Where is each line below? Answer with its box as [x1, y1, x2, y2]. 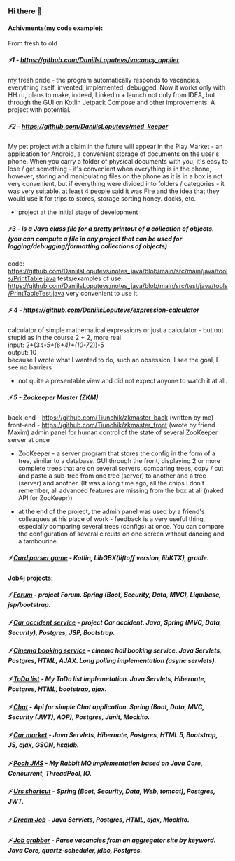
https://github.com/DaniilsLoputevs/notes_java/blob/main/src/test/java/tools [8, 282, 228, 290]
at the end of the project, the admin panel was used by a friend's [17, 507, 205, 515]
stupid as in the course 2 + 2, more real [8, 334, 122, 341]
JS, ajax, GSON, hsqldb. [8, 741, 80, 749]
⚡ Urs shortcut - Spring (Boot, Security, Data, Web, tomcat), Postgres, [8, 787, 215, 796]
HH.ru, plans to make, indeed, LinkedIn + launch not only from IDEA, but [8, 91, 215, 99]
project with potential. [8, 106, 71, 114]
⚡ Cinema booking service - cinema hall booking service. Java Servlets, [8, 646, 222, 655]
